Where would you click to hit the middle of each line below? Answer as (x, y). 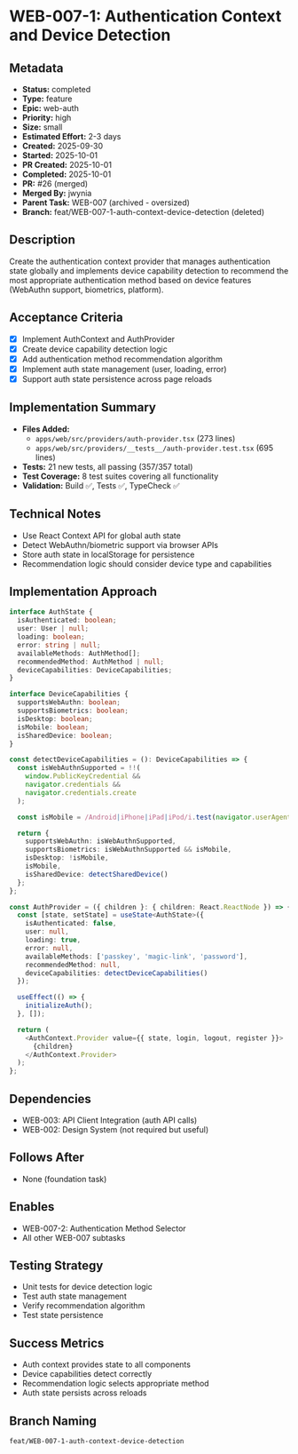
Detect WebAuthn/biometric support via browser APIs (120, 544)
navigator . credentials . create (81, 792)
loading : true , (53, 940)
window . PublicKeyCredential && (83, 776)
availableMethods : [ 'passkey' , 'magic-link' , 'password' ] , (137, 957)
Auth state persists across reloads (84, 1393)
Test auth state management (74, 1296)
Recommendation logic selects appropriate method (116, 1384)
